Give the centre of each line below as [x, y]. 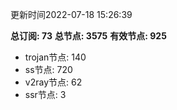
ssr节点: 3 [45, 94]
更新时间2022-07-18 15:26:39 [71, 14]
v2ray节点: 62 [53, 82]
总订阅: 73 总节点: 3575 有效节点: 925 [88, 36]
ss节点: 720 [48, 69]
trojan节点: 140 [55, 57]
